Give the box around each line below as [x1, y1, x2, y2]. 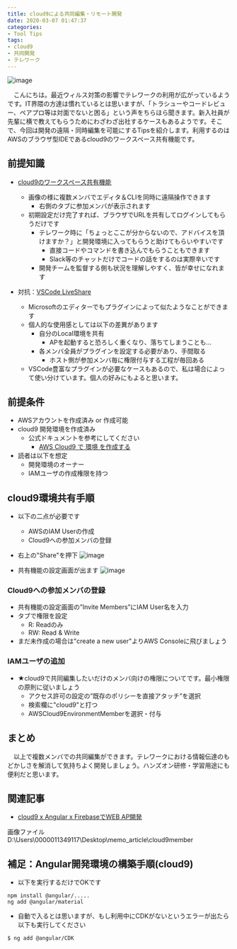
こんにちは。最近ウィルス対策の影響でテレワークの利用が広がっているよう [13, 90, 231, 99]
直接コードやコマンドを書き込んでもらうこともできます [49, 246, 210, 254]
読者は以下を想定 [17, 451, 68, 460]
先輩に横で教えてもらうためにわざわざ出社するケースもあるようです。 [7, 117, 211, 125]
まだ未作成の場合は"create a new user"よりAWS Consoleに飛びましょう [17, 637, 228, 645]
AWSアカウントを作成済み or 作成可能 [17, 416, 129, 425]
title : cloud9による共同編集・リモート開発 [7, 10, 122, 18]
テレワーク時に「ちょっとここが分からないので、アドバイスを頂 [38, 228, 225, 237]
